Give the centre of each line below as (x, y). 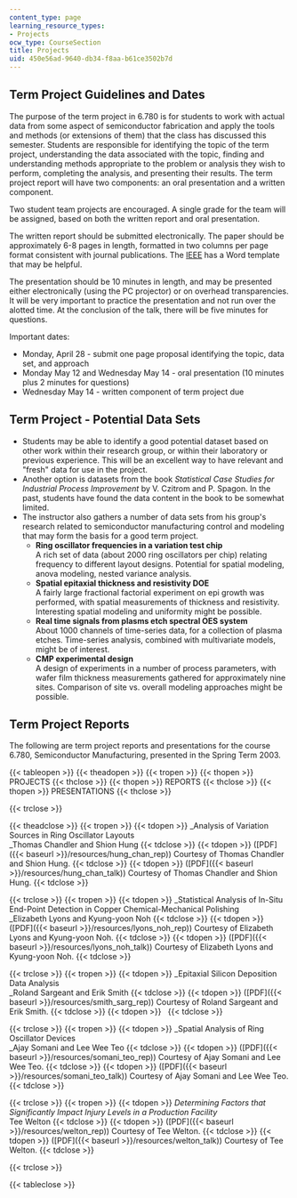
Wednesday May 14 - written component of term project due (133, 392)
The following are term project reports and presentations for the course (140, 746)
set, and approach (56, 363)
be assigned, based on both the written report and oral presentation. (135, 218)
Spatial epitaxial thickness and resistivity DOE (122, 583)
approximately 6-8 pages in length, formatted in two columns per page (139, 245)
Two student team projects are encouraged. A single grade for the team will (148, 209)
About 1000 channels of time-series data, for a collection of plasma (159, 630)
